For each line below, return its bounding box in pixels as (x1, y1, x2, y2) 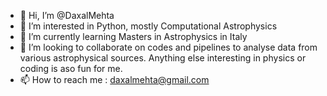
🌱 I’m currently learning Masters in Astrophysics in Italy (19, 31, 248, 42)
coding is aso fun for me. (19, 63, 123, 74)
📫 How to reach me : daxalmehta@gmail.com (19, 74, 210, 85)
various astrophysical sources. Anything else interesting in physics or (19, 52, 307, 64)
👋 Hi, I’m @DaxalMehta (19, 10, 115, 21)
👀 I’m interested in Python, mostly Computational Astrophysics (19, 20, 278, 32)
